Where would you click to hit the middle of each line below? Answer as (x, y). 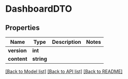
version (17, 50)
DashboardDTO (39, 9)
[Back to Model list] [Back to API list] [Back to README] (64, 71)
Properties (23, 28)
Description (67, 42)
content (18, 59)
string (40, 59)
